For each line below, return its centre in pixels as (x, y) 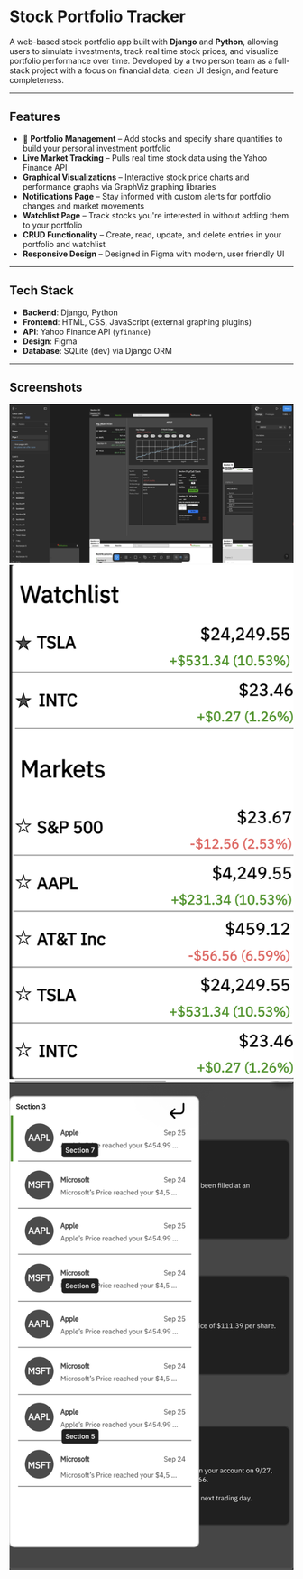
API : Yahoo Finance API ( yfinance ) (87, 331)
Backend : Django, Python (70, 312)
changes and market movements (83, 206)
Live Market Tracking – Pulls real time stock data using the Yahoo (145, 158)
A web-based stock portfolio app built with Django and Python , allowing (144, 42)
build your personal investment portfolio (96, 148)
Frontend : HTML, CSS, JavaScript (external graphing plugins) (137, 321)
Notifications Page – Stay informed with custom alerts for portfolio (147, 196)
